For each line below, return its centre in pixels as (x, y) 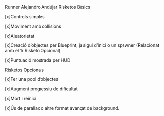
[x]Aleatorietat (20, 36)
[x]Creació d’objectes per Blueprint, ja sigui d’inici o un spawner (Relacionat (82, 45)
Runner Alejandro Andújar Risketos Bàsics (48, 7)
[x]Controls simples (25, 17)
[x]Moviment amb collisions (33, 26)
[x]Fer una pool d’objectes (32, 79)
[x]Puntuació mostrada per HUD (38, 60)
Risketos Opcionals (25, 70)
